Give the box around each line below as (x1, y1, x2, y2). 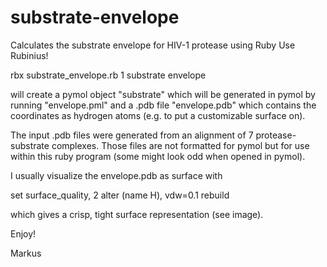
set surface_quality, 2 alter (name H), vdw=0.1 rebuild (10, 189, 230, 201)
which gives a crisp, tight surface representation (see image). (10, 208, 264, 220)
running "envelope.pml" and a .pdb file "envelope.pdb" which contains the (10, 99, 317, 111)
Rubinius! (10, 49, 49, 61)
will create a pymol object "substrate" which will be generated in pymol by (10, 88, 316, 100)
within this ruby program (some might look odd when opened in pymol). (10, 150, 306, 162)
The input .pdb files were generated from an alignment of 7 (10, 129, 254, 141)
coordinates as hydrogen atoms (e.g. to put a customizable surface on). (10, 109, 306, 121)
